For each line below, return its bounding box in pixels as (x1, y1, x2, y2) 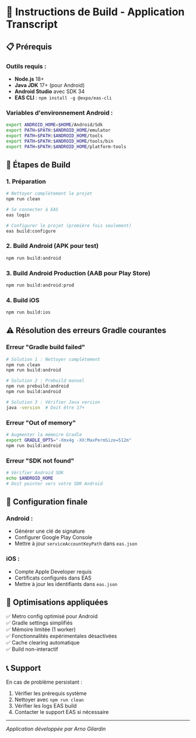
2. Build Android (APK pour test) (6, 242, 99, 250)
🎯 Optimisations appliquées (6, 597, 108, 607)
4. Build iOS (6, 296, 40, 304)
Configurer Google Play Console (14, 534, 92, 541)
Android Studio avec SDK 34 (14, 88, 85, 95)
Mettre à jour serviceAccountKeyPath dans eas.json (14, 540, 138, 547)
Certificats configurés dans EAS (14, 574, 92, 581)
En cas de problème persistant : (6, 678, 83, 686)
